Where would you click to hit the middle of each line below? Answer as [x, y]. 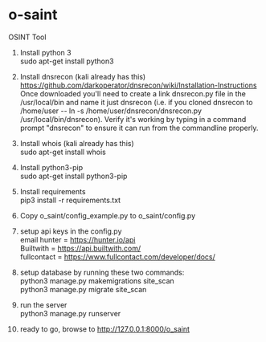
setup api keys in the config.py [71, 231]
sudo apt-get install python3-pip [74, 176]
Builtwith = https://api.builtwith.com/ [80, 248]
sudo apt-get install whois [63, 152]
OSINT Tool [27, 37]
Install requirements [53, 191]
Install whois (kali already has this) [77, 143]
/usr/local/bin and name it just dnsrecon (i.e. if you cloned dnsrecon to [136, 102]
